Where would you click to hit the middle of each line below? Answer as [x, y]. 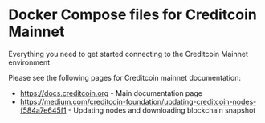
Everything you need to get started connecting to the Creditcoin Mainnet [128, 54]
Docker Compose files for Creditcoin [132, 15]
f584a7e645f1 [43, 110]
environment [29, 62]
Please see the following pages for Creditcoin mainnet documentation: [125, 77]
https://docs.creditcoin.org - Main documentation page [111, 93]
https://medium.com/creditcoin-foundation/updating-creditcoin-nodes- [138, 101]
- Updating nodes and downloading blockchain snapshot [162, 110]
